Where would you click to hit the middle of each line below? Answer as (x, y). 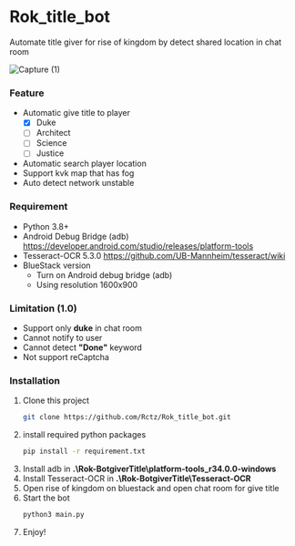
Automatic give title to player (76, 113)
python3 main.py (53, 515)
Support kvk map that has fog (78, 173)
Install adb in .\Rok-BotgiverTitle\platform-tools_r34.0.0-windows (149, 469)
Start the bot (46, 498)
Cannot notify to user (62, 338)
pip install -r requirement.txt (84, 452)
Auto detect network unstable (78, 183)
